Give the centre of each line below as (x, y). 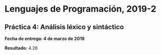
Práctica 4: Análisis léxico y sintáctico (64, 27)
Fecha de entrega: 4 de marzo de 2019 (45, 38)
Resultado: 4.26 (21, 48)
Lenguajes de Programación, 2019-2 (80, 9)
